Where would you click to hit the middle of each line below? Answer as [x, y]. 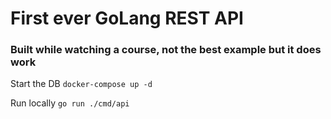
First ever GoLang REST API [127, 18]
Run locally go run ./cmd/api [70, 103]
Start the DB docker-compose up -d [81, 84]
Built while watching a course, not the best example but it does [166, 50]
